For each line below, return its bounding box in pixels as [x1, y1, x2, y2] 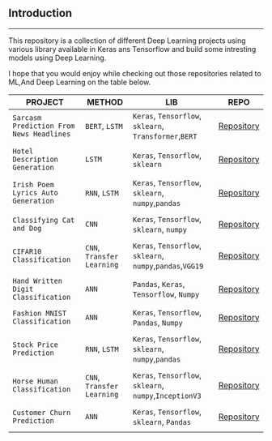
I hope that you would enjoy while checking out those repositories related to [8, 68, 261, 78]
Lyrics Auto [12, 188, 59, 197]
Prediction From [12, 121, 75, 131]
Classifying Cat [12, 215, 75, 225]
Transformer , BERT [132, 130, 198, 141]
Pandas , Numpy [132, 316, 184, 328]
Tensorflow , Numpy [132, 288, 200, 299]
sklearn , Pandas [132, 416, 192, 427]
